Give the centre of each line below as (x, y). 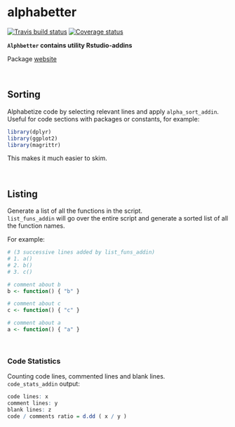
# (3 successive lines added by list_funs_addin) (81, 252)
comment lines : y (33, 403)
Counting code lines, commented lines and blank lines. (86, 376)
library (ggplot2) (33, 138)
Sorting (24, 94)
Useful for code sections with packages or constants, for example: (103, 119)
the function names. (36, 226)
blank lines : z (29, 409)
